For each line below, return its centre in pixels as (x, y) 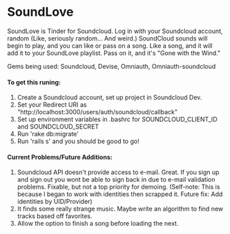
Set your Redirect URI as (52, 105)
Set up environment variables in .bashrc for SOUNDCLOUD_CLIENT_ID (117, 119)
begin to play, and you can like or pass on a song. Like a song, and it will (110, 45)
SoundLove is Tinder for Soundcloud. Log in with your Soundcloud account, (115, 31)
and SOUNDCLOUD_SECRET (58, 127)
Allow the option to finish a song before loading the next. (98, 224)
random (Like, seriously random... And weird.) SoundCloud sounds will (107, 38)
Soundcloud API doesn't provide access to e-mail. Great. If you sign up (118, 172)
